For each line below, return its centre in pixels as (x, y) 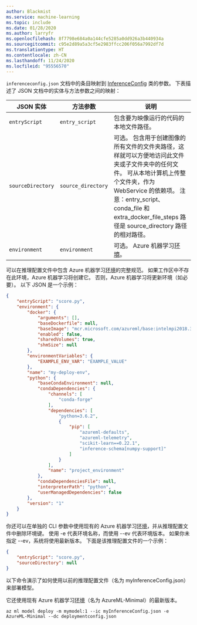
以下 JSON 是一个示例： (50, 285)
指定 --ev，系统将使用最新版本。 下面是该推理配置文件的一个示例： (87, 541)
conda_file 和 (132, 208)
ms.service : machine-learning (43, 17)
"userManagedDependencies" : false (79, 492)
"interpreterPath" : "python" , (74, 487)
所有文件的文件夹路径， (146, 147)
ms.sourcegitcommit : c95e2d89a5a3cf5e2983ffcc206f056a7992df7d (85, 45)
